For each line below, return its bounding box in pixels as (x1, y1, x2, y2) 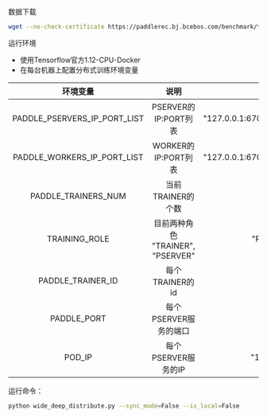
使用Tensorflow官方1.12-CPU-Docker (19, 55, 141, 64)
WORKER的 (152, 140, 195, 151)
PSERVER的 (152, 101, 196, 112)
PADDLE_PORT (50, 313, 106, 324)
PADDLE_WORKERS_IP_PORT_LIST (13, 151, 144, 162)
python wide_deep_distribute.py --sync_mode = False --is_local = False (8, 401, 240, 410)
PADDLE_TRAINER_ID (38, 275, 118, 286)
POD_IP (64, 351, 93, 362)
